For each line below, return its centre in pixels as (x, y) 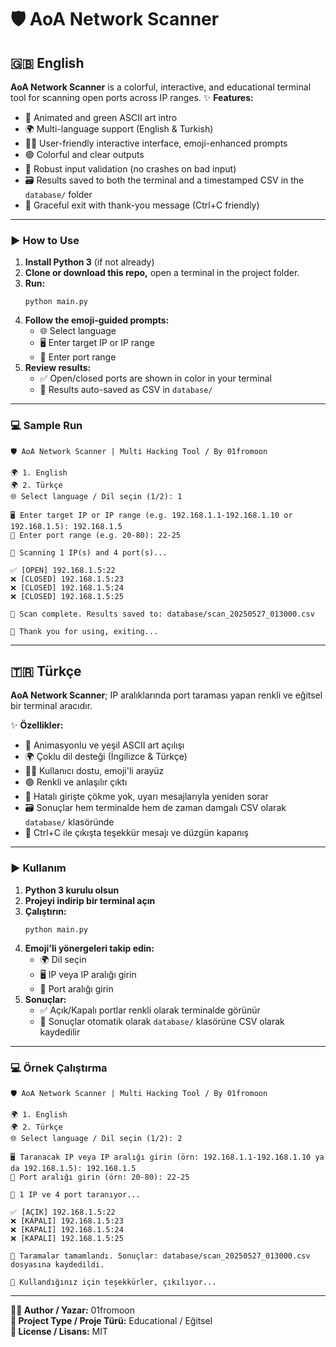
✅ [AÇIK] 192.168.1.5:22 (63, 1212)
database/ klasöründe (69, 822)
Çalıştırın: (45, 911)
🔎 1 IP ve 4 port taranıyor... (75, 1195)
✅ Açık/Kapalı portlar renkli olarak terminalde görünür (150, 1010)
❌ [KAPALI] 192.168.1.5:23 (67, 1221)
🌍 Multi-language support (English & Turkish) (119, 129)
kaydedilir (60, 1032)
